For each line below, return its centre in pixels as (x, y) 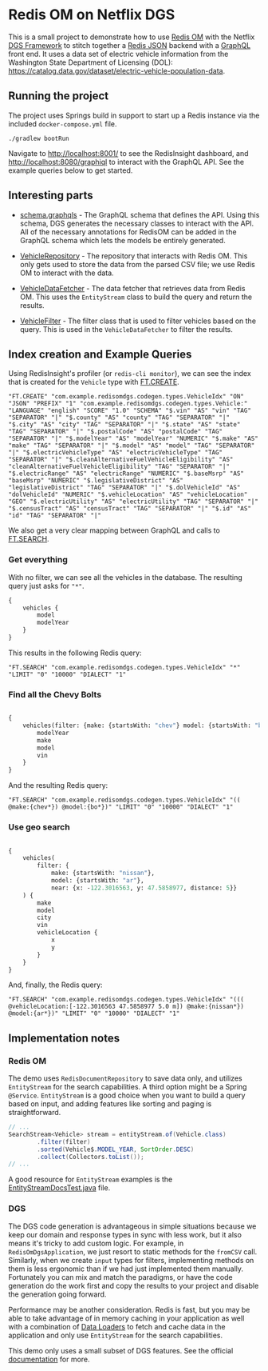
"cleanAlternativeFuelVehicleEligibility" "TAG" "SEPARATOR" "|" (119, 467)
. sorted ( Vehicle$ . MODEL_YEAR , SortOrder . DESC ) (116, 1149)
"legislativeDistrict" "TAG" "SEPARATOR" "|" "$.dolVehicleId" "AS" (124, 488)
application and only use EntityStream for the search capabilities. (116, 1335)
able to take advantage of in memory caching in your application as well (126, 1318)
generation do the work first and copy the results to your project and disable (134, 1285)
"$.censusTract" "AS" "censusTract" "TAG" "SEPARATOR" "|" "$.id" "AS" (130, 509)
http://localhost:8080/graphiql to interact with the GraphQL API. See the (126, 162)
